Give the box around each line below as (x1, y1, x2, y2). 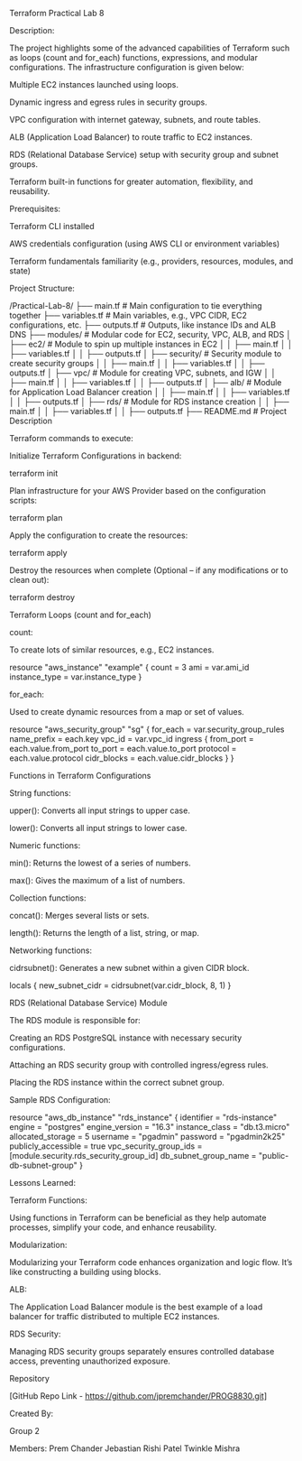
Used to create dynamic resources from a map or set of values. (9, 707, 245, 717)
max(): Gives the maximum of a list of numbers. (9, 875, 186, 885)
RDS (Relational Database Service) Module (9, 997, 169, 1008)
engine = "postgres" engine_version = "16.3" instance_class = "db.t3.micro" (9, 1122, 290, 1132)
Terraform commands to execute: (9, 433, 133, 443)
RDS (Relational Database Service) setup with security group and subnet (9, 149, 279, 160)
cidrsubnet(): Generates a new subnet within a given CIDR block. (9, 963, 250, 973)
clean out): (9, 575, 50, 585)
